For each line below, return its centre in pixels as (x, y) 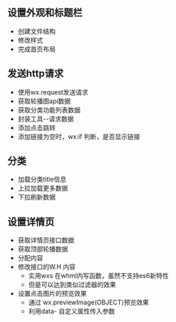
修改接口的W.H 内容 (47, 267)
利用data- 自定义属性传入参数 (72, 311)
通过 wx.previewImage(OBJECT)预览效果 (89, 302)
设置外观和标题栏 (45, 13)
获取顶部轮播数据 (43, 249)
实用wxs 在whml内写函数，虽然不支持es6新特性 (98, 276)
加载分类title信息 (42, 179)
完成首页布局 (36, 49)
